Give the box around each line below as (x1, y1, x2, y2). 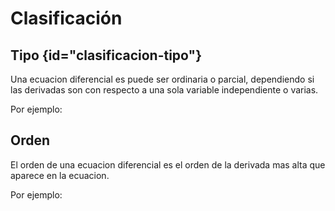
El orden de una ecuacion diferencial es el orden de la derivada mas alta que (10, 158, 326, 171)
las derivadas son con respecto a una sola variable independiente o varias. (10, 84, 319, 96)
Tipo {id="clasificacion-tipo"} (10, 47, 202, 64)
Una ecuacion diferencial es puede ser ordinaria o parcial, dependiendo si (10, 73, 315, 85)
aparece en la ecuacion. (10, 169, 110, 181)
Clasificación (10, 7, 123, 30)
